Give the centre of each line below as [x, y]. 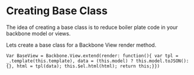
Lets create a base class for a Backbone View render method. [81, 45]
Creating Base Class [57, 11]
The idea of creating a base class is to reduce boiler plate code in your [92, 27]
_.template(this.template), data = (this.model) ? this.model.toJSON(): [98, 61]
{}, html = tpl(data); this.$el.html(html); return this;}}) [83, 66]
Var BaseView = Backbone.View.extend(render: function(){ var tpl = [92, 56]
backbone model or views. [38, 33]
